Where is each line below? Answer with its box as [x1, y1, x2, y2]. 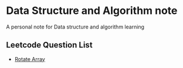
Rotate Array [14, 55, 45, 62]
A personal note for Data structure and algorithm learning [6, 23, 145, 30]
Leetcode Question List [6, 40, 93, 50]
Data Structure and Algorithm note [6, 4, 178, 17]
